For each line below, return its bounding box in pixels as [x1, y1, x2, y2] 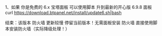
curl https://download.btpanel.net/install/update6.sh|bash [5, 10, 122, 16]
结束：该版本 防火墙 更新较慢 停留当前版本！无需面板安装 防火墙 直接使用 [5, 20, 153, 25]
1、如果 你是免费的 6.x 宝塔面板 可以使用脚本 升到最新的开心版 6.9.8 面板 [5, 4, 152, 10]
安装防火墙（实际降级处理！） [9, 26, 70, 32]
